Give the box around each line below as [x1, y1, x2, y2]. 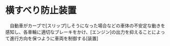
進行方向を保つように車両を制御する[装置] [9, 35, 99, 41]
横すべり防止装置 [5, 5, 77, 16]
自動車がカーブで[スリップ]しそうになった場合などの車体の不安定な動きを [9, 22, 165, 29]
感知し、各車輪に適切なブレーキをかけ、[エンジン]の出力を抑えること [5, 29, 152, 35]
